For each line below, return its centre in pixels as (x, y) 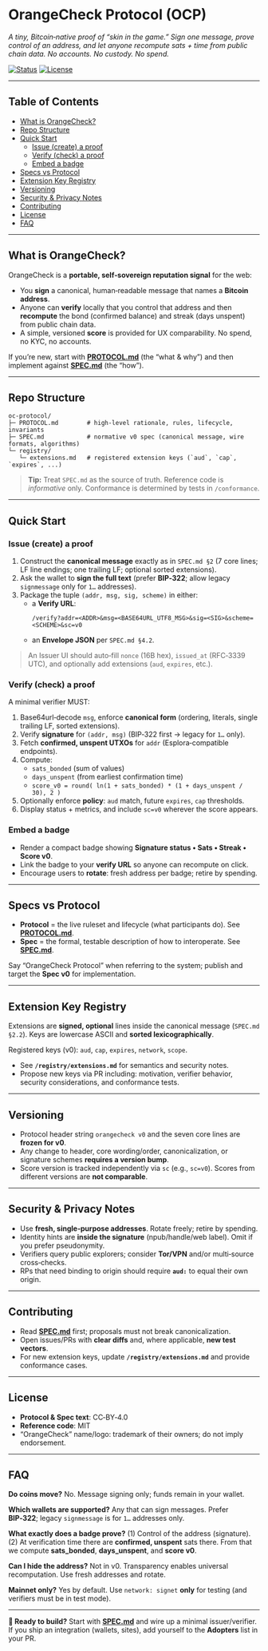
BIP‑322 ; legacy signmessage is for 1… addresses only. (97, 1518)
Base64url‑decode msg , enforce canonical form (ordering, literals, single (138, 717)
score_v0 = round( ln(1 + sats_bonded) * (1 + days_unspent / (137, 786)
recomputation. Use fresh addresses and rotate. (87, 1574)
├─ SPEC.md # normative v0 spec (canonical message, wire (126, 437)
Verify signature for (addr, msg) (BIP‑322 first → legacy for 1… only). (132, 734)
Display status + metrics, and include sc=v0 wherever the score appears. (139, 809)
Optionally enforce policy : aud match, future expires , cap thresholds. (132, 801)
